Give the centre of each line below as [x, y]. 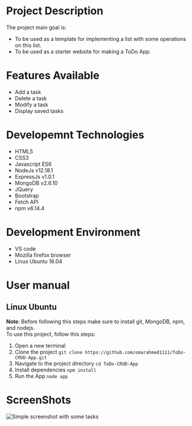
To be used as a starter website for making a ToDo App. [83, 51]
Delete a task [31, 98]
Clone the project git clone [49, 352]
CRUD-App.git [31, 358]
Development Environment [73, 232]
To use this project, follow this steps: [51, 334]
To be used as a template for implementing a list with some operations [100, 39]
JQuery [24, 189]
